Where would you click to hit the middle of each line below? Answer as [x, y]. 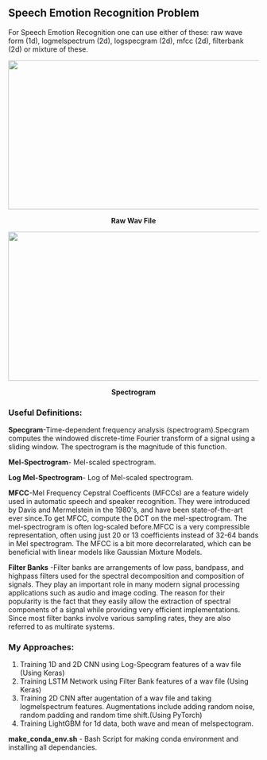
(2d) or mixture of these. [48, 49]
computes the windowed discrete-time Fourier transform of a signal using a [132, 438]
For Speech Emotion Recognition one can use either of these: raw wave [126, 32]
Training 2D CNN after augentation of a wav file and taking [116, 698]
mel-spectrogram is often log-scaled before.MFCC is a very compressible [129, 527]
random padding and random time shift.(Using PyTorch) [111, 715]
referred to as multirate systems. [62, 626]
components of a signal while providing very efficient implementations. [124, 610]
